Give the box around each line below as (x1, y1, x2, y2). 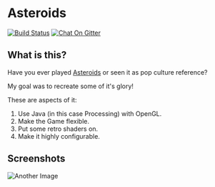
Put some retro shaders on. (17, 124, 99, 133)
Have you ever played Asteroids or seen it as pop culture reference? (7, 68, 208, 76)
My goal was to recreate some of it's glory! (7, 82, 134, 90)
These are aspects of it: (7, 95, 77, 104)
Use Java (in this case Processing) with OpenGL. (17, 109, 162, 118)
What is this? (7, 49, 67, 61)
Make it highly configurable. (17, 132, 100, 140)
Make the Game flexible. (17, 117, 90, 125)
